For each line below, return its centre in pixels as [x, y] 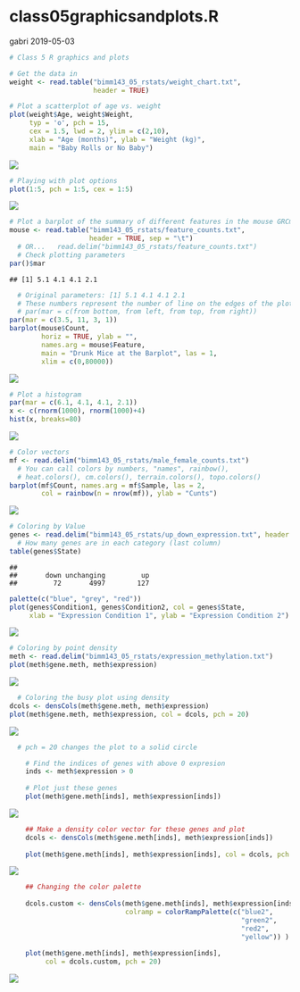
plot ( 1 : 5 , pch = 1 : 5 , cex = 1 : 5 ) [71, 189]
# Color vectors [39, 453]
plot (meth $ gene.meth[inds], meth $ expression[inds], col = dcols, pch [158, 854]
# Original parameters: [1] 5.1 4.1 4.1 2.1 [101, 295]
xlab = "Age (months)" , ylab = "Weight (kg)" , [117, 139]
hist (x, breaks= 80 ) [46, 420]
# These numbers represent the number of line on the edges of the [146, 304]
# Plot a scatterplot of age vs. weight [86, 106]
